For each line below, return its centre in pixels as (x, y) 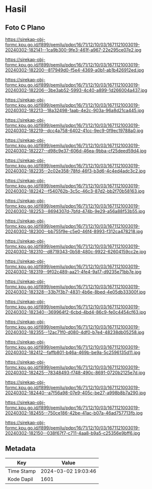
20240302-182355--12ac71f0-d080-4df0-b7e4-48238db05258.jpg (75, 332)
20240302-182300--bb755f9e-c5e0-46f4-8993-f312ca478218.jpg (74, 231)
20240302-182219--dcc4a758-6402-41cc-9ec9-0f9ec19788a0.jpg (74, 131)
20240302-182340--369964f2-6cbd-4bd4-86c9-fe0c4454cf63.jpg (76, 312)
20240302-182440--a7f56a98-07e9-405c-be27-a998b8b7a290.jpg (76, 393)
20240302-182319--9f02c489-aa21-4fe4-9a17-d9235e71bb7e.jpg (73, 272)
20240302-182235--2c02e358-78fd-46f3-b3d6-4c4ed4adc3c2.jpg (75, 171)
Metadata (20, 449)
